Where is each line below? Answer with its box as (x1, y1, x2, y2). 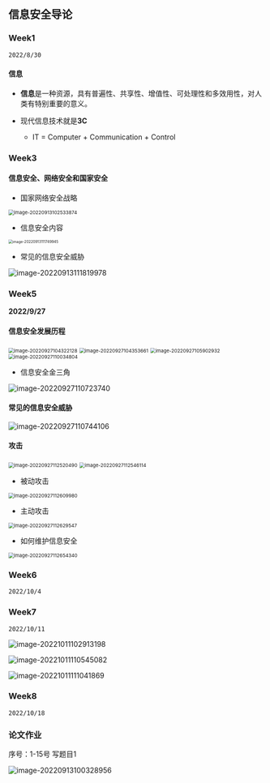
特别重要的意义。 (34, 98, 92, 108)
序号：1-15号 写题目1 (8, 749, 77, 759)
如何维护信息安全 (19, 536, 78, 546)
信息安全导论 (8, 7, 73, 22)
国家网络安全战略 (19, 193, 78, 203)
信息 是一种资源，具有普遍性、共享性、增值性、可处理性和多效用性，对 (19, 88, 255, 98)
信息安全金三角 (19, 367, 71, 377)
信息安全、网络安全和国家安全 (8, 173, 108, 183)
